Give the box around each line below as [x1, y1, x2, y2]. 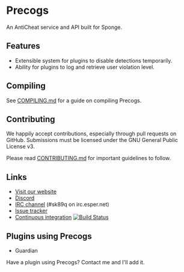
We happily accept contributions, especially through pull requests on [6, 130, 177, 137]
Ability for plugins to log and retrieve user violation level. [14, 63, 155, 70]
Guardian [14, 247, 38, 254]
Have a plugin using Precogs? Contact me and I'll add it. [6, 259, 145, 265]
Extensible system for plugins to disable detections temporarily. [14, 57, 173, 64]
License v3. [6, 143, 35, 150]
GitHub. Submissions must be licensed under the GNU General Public [6, 137, 179, 144]
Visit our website [14, 188, 57, 196]
